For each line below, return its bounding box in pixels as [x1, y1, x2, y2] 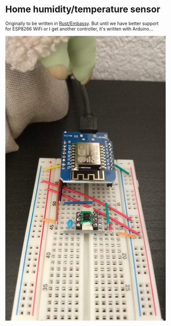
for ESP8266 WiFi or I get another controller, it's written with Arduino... [5, 25, 153, 31]
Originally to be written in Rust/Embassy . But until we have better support [5, 20, 159, 26]
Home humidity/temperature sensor [5, 4, 160, 15]
